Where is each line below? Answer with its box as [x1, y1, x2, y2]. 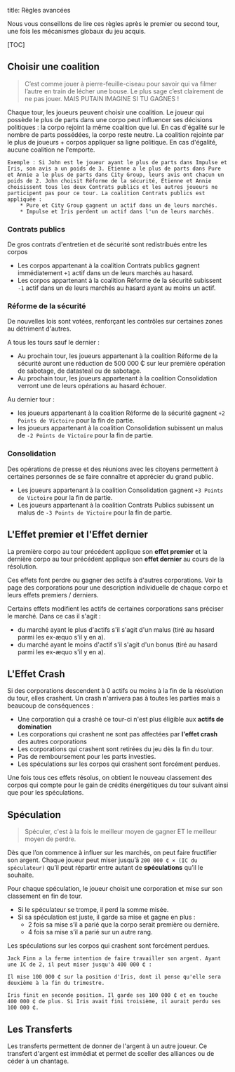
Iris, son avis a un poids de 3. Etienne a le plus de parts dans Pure [7, 165, 221, 172]
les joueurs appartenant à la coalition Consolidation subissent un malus [17, 424, 224, 432]
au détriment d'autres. [7, 324, 72, 333]
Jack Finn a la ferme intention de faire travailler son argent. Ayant [7, 955, 221, 962]
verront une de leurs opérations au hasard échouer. [17, 382, 166, 390]
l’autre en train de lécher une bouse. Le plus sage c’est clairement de [24, 87, 224, 95]
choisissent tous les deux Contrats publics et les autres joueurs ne [7, 183, 218, 190]
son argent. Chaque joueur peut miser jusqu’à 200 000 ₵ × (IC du [7, 856, 198, 864]
